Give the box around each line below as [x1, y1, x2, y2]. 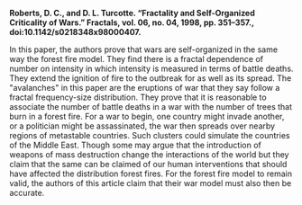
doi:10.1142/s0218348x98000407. [9, 27, 142, 37]
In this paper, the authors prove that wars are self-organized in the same [9, 44, 278, 55]
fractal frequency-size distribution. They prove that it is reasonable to [9, 92, 268, 102]
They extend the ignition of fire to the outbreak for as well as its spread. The [9, 73, 292, 84]
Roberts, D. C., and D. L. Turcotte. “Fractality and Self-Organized [9, 8, 255, 18]
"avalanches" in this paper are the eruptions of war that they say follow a [9, 83, 280, 93]
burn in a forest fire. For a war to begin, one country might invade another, [9, 111, 285, 121]
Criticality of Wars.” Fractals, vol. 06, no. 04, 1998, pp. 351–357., [9, 17, 254, 28]
